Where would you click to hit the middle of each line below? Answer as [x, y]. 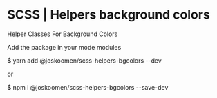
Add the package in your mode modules [64, 47]
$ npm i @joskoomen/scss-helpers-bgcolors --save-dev [88, 87]
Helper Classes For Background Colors [63, 34]
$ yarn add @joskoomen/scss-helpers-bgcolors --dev [85, 60]
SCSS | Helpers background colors [109, 15]
